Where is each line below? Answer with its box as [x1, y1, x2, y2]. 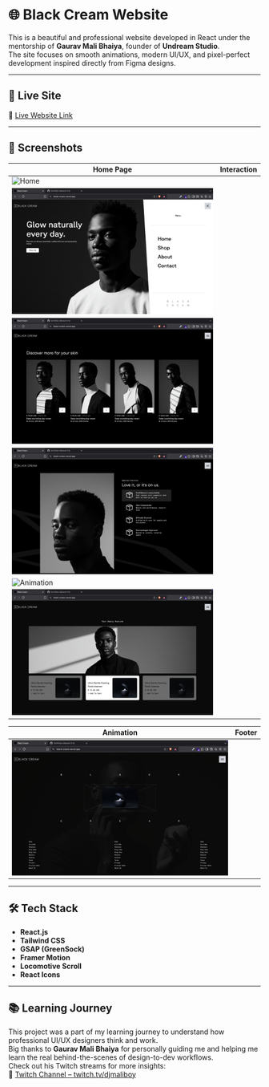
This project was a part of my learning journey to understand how [8, 1027, 225, 1036]
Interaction [219, 164, 258, 174]
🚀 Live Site [8, 89, 62, 103]
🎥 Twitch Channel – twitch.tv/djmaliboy [8, 1069, 136, 1079]
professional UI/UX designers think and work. [8, 1035, 159, 1044]
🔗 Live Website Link [8, 110, 74, 120]
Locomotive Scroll [19, 961, 82, 971]
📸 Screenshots [8, 141, 83, 155]
